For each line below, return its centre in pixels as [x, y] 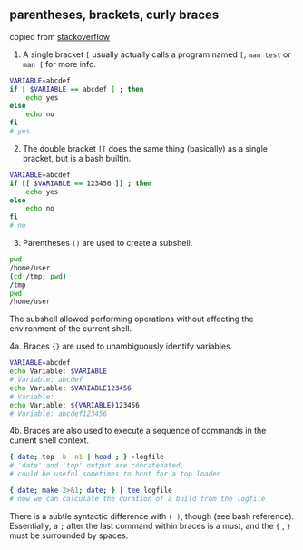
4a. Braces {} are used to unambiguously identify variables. [121, 346]
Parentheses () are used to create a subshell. [108, 243]
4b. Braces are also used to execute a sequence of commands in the [138, 431]
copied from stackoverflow [60, 36]
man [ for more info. [59, 64]
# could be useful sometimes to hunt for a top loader [115, 474]
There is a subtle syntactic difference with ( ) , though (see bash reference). [152, 516]
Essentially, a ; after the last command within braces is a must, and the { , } [150, 525]
